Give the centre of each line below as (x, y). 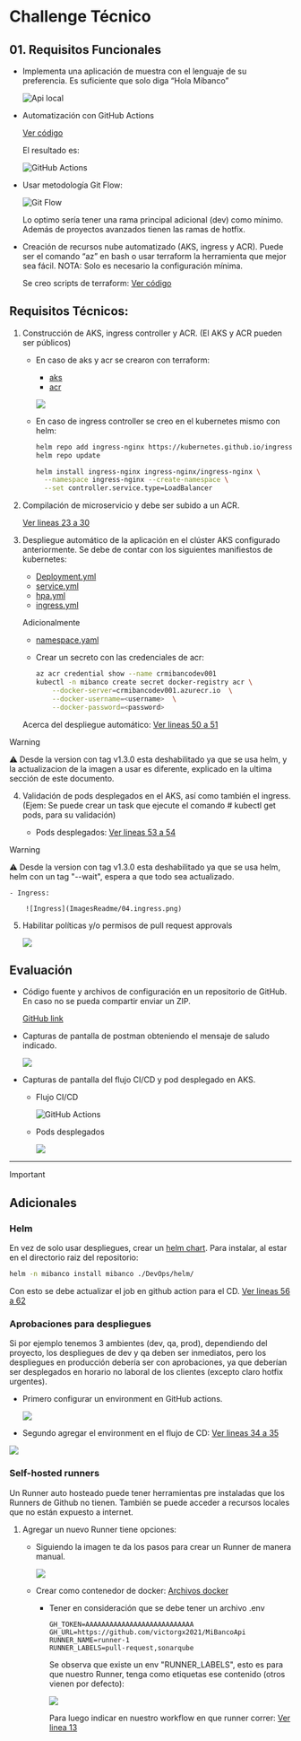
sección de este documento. (62, 778)
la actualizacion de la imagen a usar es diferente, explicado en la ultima (141, 768)
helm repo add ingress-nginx (90, 447)
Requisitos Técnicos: (69, 311)
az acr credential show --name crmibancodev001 (126, 674)
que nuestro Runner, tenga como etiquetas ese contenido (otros (167, 1674)
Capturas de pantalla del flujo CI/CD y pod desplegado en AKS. (139, 1080)
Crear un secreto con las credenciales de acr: (120, 658)
